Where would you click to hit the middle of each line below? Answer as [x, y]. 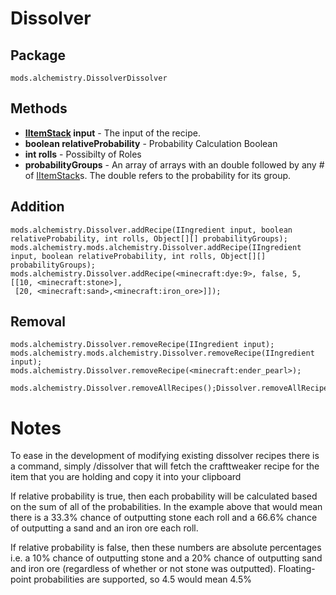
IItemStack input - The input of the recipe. [112, 133]
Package [38, 55]
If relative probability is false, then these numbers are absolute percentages [166, 548]
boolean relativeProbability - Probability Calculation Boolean [151, 143]
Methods [39, 108]
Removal [38, 322]
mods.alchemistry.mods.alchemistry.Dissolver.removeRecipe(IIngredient [162, 353]
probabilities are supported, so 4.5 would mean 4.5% [143, 579]
